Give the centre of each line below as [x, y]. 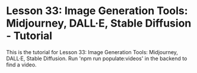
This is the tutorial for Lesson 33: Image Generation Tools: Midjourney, [92, 52]
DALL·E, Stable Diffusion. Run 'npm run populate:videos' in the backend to [97, 58]
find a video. [21, 64]
